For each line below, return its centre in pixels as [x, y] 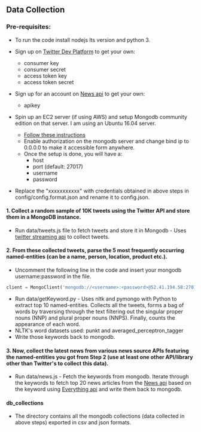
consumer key [41, 63]
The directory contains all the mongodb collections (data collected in [100, 416]
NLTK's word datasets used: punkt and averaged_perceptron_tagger [99, 330]
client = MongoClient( [34, 287]
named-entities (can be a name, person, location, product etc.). [87, 257]
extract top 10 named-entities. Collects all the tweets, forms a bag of [99, 305]
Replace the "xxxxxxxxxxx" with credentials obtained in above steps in [102, 191]
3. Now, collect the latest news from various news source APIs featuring [98, 350]
